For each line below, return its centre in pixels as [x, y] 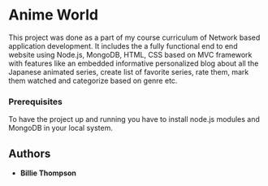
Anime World [54, 15]
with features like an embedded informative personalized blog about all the [134, 63]
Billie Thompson [48, 173]
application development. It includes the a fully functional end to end [123, 45]
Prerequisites [35, 102]
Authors [30, 153]
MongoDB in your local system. [61, 128]
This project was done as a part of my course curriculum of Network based [134, 37]
